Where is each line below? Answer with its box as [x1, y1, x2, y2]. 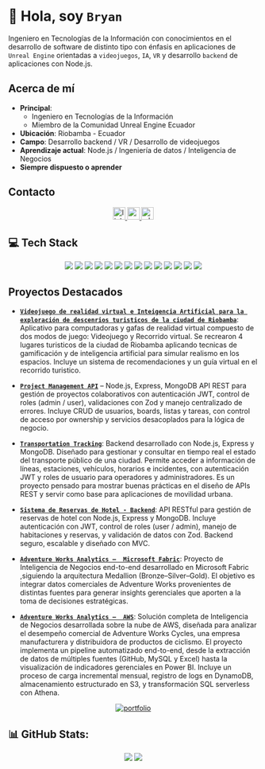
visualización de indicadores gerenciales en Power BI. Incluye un [19, 662, 232, 672]
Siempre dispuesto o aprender [19, 162, 122, 172]
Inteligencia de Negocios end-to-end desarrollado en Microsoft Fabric [19, 563, 250, 572]
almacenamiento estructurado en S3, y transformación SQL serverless [19, 680, 250, 689]
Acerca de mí [8, 82, 75, 96]
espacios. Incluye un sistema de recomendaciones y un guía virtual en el [19, 357, 258, 367]
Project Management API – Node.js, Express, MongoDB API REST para [19, 381, 248, 391]
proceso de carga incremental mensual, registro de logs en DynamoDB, [19, 671, 254, 681]
